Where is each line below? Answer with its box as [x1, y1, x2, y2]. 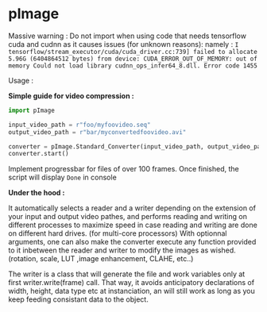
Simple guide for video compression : [8, 91, 134, 100]
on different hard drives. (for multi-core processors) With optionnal [8, 229, 228, 238]
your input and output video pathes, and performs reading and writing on [8, 212, 248, 221]
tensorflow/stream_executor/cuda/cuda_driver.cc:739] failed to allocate [8, 48, 258, 56]
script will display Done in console [8, 172, 117, 183]
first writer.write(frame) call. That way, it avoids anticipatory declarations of [8, 278, 255, 287]
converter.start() [8, 150, 69, 158]
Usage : [8, 75, 34, 85]
